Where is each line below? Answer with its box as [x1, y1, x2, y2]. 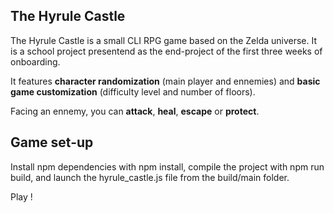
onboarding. [10, 55, 61, 68]
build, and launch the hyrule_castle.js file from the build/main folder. [10, 171, 290, 183]
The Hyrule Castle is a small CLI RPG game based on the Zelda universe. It [10, 34, 318, 46]
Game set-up [10, 134, 94, 151]
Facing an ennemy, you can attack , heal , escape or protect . [10, 105, 260, 117]
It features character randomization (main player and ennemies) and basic [10, 75, 321, 87]
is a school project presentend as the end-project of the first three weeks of [10, 45, 323, 57]
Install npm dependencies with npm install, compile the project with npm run [10, 160, 325, 173]
